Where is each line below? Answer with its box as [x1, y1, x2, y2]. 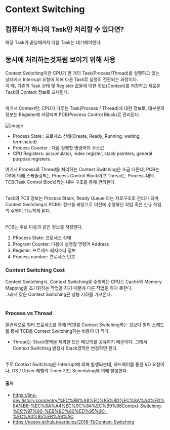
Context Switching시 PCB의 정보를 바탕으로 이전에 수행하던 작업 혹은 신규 [5, 201, 152, 207]
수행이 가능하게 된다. [10, 208, 52, 214]
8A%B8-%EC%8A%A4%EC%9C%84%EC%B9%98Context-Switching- [12, 403, 163, 409]
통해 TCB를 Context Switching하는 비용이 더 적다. [10, 328, 110, 334]
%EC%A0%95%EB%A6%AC [12, 413, 74, 419]
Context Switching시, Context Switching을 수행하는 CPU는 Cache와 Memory [5, 279, 162, 285]
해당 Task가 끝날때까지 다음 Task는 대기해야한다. [5, 40, 102, 45]
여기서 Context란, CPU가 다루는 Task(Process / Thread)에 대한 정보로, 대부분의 [5, 105, 165, 111]
